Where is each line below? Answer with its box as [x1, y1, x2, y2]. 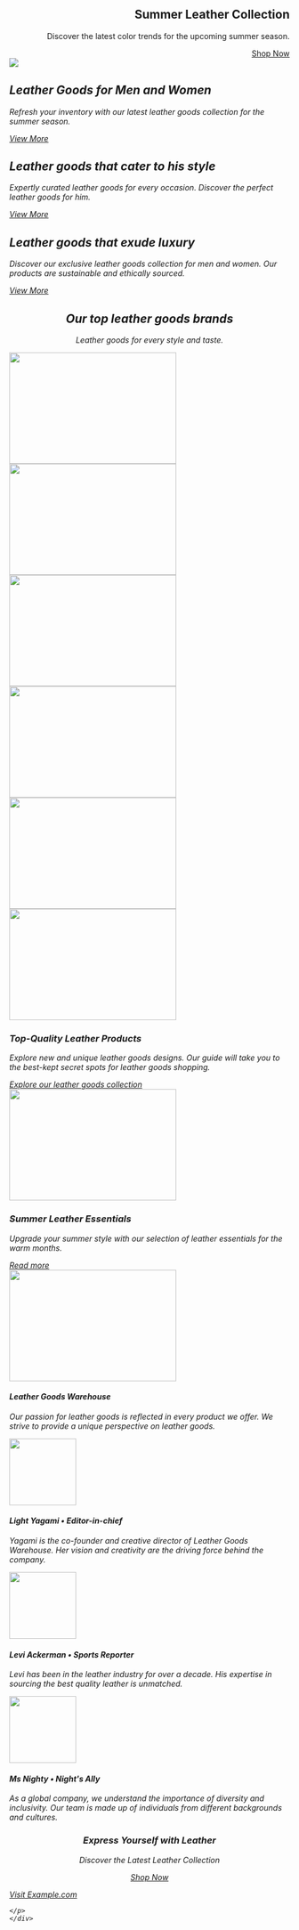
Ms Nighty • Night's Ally [9, 1773, 101, 1784]
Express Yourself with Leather [83, 1834, 216, 1846]
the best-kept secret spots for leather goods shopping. [9, 1062, 211, 1073]
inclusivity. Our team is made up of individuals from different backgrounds [9, 1803, 283, 1813]
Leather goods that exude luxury [9, 235, 196, 250]
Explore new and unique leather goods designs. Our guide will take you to [9, 1052, 280, 1063]
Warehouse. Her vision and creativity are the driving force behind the [9, 1545, 264, 1556]
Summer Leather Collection [134, 7, 290, 22]
